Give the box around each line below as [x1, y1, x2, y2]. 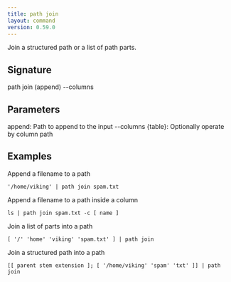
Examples [7, 150, 52, 162]
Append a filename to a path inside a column [7, 195, 139, 204]
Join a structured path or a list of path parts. [7, 43, 137, 52]
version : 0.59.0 [7, 23, 55, 31]
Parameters [7, 103, 60, 115]
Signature [7, 63, 52, 75]
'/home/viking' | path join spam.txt [7, 183, 119, 190]
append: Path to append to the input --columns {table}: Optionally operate [7, 122, 225, 130]
